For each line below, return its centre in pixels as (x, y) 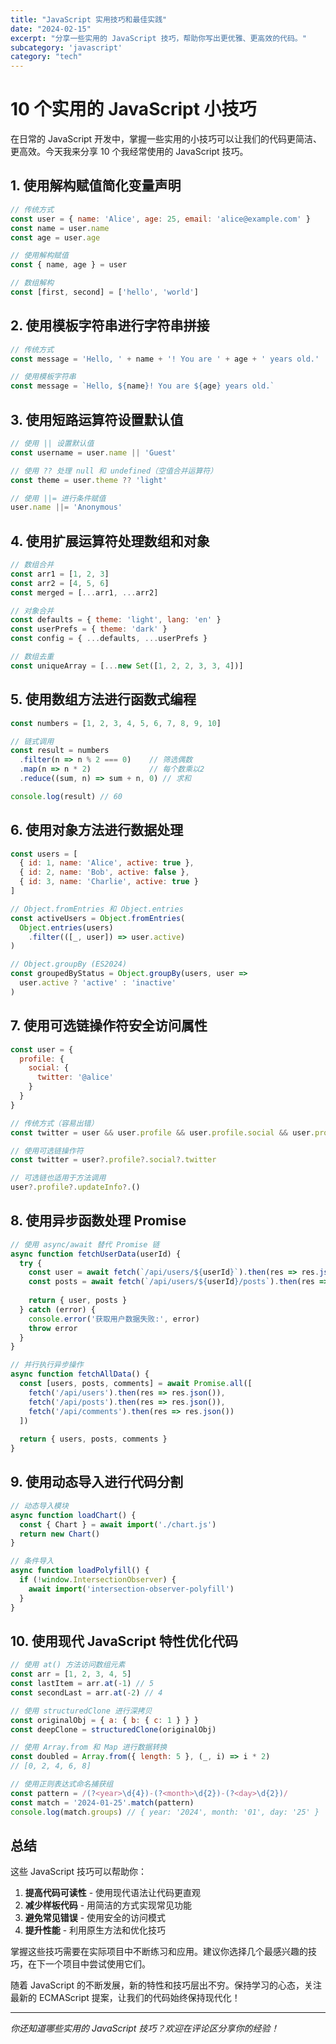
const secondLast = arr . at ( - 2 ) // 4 (86, 1692)
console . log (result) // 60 (66, 796)
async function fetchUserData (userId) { (96, 1254)
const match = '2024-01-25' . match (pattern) (102, 1802)
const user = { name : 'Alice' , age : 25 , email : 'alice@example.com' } (160, 219)
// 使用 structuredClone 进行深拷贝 (81, 1711)
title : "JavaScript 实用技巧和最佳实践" (89, 19)
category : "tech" (46, 57)
